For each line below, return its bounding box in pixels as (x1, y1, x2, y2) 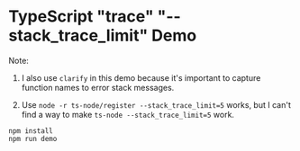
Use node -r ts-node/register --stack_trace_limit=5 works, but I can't (21, 99, 292, 110)
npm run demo (8, 134, 58, 143)
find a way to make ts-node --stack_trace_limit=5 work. (21, 109, 235, 120)
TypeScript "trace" (8, 6, 154, 27)
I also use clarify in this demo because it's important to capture (21, 72, 261, 83)
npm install (8, 126, 53, 136)
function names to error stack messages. (21, 82, 175, 93)
